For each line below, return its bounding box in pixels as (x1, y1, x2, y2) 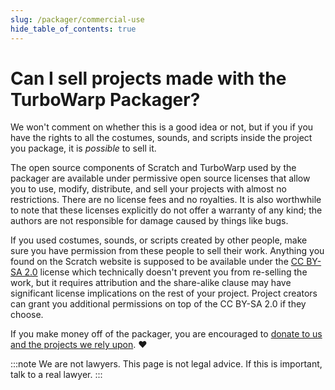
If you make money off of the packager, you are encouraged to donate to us (10, 328, 323, 340)
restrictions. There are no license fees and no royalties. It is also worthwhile (10, 194, 322, 206)
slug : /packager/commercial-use (10, 14, 145, 25)
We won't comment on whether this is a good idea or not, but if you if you (10, 121, 314, 133)
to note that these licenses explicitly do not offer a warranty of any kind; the (10, 204, 323, 216)
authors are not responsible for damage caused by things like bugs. (10, 215, 289, 227)
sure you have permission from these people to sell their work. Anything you (10, 245, 325, 257)
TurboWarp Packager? (10, 88, 201, 111)
